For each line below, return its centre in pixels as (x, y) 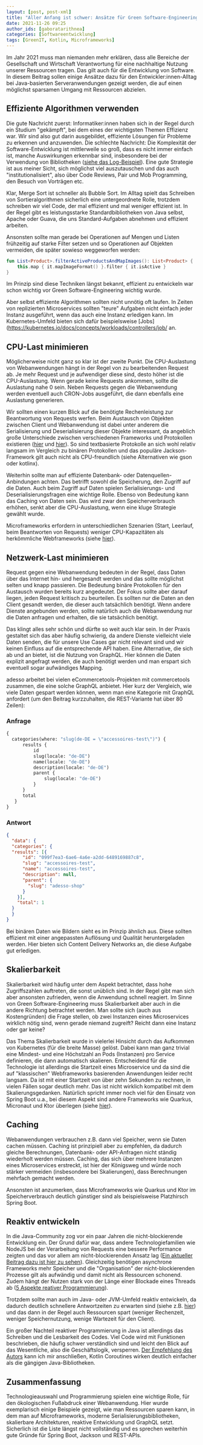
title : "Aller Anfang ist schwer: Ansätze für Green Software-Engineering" (104, 18)
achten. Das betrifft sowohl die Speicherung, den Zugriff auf (116, 482)
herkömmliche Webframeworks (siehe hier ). (61, 539)
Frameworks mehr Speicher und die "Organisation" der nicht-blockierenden (101, 1268)
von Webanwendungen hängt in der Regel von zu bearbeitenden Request (98, 368)
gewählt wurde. (26, 514)
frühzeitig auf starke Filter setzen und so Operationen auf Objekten (90, 243)
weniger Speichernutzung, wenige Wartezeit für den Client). (81, 1319)
